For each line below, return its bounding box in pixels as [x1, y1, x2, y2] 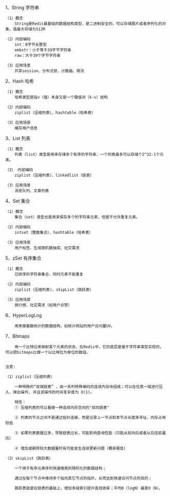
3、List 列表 [5, 135, 31, 141]
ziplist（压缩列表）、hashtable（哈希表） [14, 110, 96, 115]
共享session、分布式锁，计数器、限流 [14, 68, 85, 74]
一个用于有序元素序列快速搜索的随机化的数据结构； [14, 466, 107, 471]
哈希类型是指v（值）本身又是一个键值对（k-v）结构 [14, 95, 108, 100]
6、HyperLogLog [5, 313, 42, 318]
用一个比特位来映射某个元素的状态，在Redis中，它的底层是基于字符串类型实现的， [14, 344, 164, 350]
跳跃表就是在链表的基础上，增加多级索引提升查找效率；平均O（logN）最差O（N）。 [14, 486, 163, 491]
